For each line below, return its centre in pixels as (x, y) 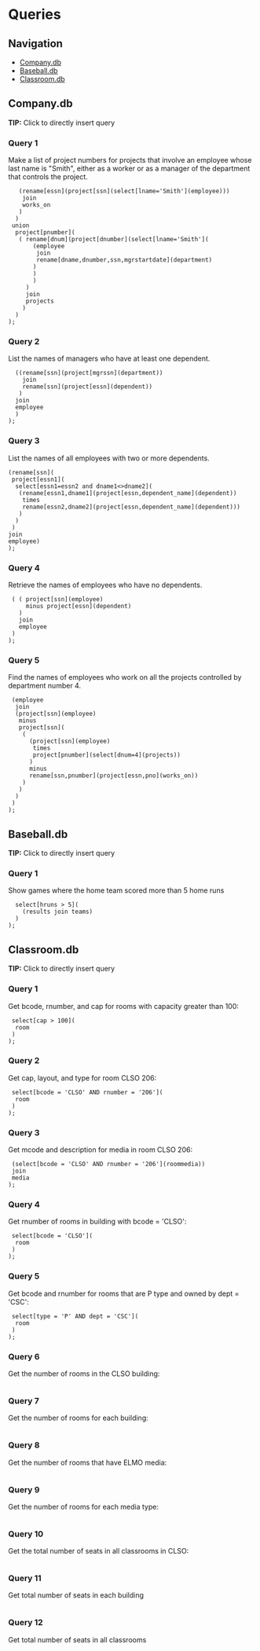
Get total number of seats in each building (76, 1595)
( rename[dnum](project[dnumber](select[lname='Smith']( (114, 240)
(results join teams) (57, 912)
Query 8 (24, 1445)
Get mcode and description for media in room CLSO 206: (101, 1150)
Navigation (35, 44)
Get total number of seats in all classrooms (77, 1639)
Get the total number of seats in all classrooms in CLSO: (99, 1551)
